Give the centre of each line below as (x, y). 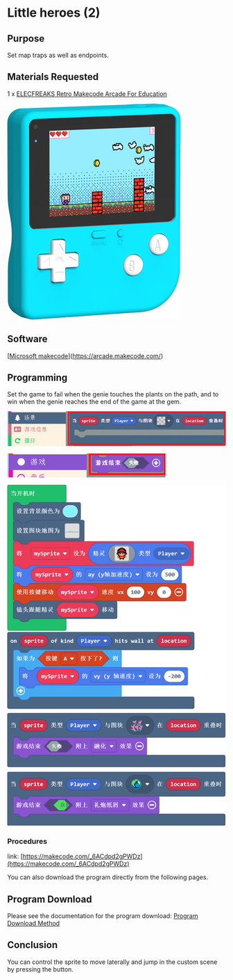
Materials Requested (53, 77)
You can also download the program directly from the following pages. (108, 877)
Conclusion (33, 945)
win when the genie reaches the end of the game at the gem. (94, 402)
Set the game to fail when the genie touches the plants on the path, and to (113, 394)
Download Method (34, 924)
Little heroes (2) (54, 13)
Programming (37, 378)
